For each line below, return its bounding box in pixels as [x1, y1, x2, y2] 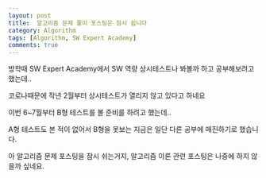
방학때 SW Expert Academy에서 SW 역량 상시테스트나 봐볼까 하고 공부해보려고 [8, 64, 255, 74]
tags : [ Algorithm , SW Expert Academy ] [8, 33, 137, 42]
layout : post [8, 11, 52, 20]
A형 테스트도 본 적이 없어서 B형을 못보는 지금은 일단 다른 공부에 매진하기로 [8, 125, 238, 134]
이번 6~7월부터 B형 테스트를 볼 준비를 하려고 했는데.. [8, 108, 172, 118]
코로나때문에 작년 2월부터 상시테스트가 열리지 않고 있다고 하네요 [8, 91, 206, 100]
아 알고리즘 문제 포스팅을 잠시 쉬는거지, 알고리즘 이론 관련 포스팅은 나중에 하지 [8, 152, 250, 161]
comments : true [8, 41, 59, 49]
